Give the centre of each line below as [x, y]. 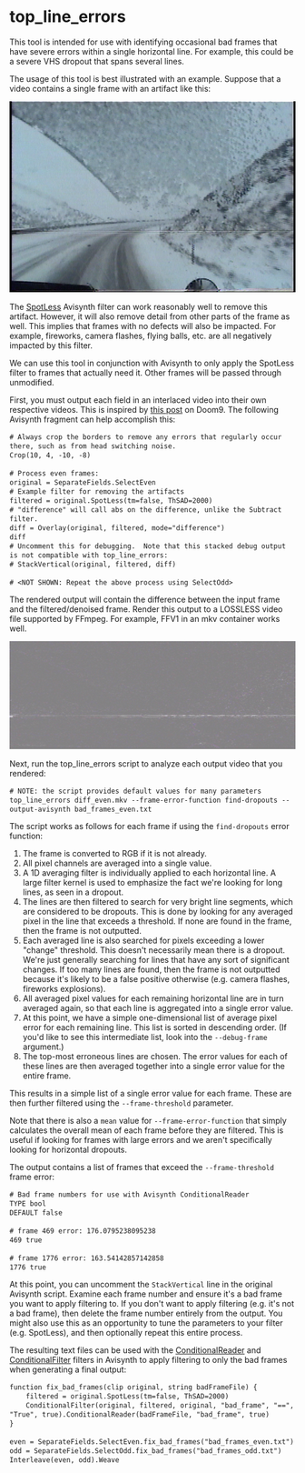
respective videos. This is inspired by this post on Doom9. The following [144, 409]
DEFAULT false [36, 1212]
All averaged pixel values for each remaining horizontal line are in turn [153, 998]
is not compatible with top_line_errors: [89, 555]
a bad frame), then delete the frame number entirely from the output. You [146, 1313]
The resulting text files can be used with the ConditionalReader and [135, 1350]
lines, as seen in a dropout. [73, 892]
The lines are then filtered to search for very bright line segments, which [157, 901]
